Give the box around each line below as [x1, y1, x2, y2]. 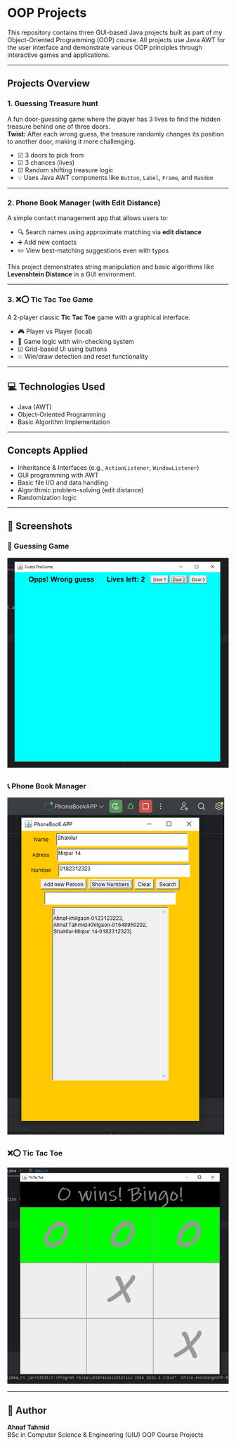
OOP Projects [7, 5, 87, 21]
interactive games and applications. [7, 51, 110, 59]
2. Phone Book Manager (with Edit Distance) [7, 198, 161, 207]
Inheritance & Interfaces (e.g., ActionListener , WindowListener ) [17, 463, 199, 472]
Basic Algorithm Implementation [17, 418, 110, 426]
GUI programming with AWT [17, 471, 100, 479]
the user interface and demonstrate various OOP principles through [7, 43, 202, 51]
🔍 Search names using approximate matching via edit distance [17, 227, 202, 236]
